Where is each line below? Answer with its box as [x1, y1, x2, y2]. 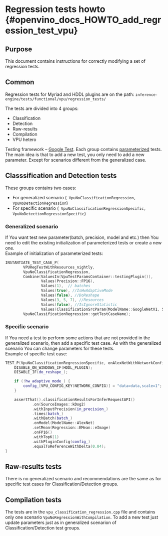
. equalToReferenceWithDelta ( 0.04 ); [31, 444, 106, 449]
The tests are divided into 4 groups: [5, 105, 79, 111]
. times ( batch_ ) [31, 411, 64, 416]
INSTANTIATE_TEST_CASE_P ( [5, 260, 59, 265]
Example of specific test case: [5, 350, 67, 357]
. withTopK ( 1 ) [31, 434, 59, 440]
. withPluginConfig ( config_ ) [31, 439, 91, 444]
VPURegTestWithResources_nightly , [23, 264, 95, 270]
